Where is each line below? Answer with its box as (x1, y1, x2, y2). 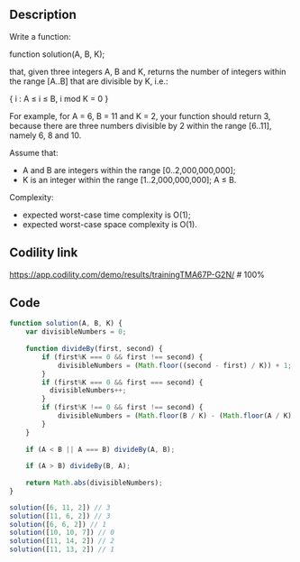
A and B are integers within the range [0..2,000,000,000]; (22, 164, 236, 175)
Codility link (9, 245, 78, 261)
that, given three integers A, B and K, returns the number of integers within (9, 66, 286, 77)
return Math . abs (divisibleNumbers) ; (25, 478, 164, 488)
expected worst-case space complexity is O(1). (22, 218, 198, 229)
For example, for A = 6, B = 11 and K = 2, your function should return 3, (9, 110, 271, 121)
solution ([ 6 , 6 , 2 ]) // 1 (9, 520, 106, 529)
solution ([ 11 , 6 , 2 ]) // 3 (9, 511, 111, 521)
